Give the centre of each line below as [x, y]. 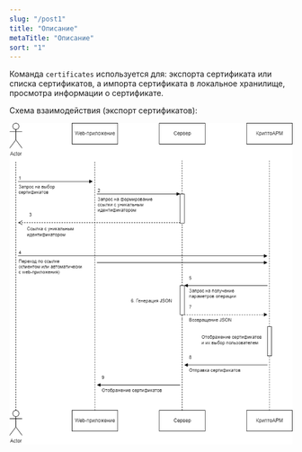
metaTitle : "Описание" [52, 38]
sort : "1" [28, 48]
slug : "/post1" [38, 19]
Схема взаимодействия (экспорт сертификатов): [103, 111]
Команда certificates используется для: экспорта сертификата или [141, 74]
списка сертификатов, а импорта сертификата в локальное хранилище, [147, 84]
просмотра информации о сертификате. [87, 93]
